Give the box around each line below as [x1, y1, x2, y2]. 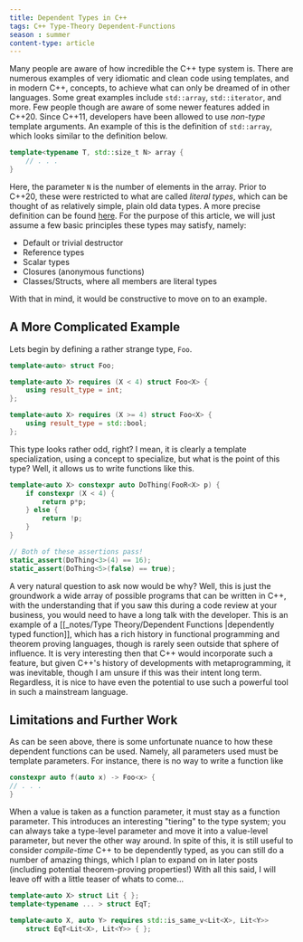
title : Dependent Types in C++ [9, 13, 128, 23]
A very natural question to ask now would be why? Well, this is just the [9, 580, 271, 591]
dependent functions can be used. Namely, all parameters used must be [9, 746, 279, 756]
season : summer [9, 30, 71, 39]
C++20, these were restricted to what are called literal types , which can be [9, 191, 288, 202]
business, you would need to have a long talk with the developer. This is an [9, 609, 289, 620]
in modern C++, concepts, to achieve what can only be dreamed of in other [9, 82, 290, 93]
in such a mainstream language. [9, 686, 128, 697]
